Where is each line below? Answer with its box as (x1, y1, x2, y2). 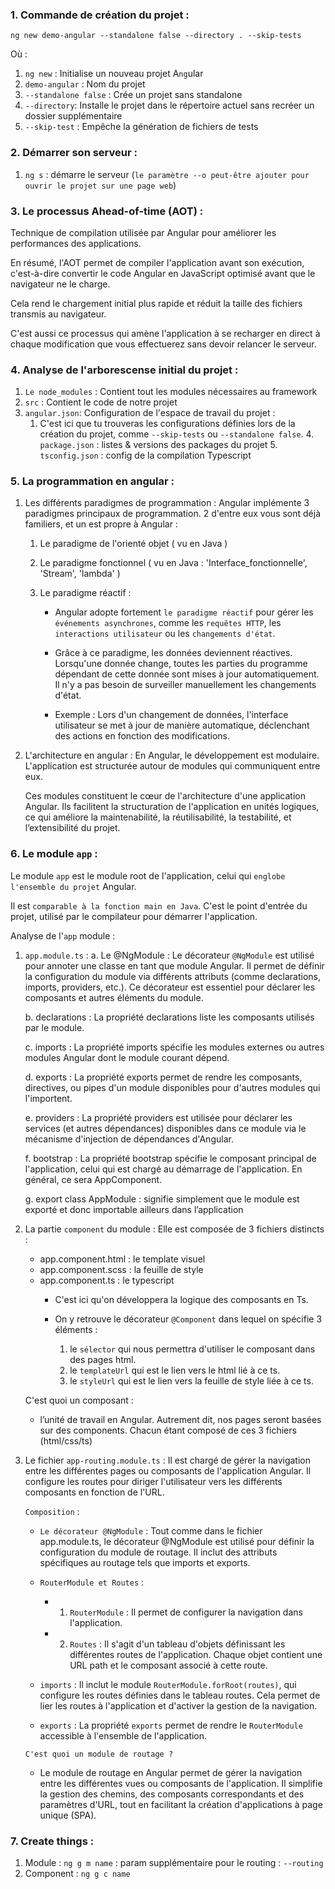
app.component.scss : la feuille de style (39, 1263, 204, 1275)
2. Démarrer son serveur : (10, 146, 138, 160)
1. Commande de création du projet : (10, 8, 190, 22)
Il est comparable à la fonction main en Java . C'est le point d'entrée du (10, 899, 308, 912)
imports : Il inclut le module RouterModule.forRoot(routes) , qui (39, 1678, 297, 1690)
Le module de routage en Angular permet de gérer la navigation (39, 1766, 303, 1778)
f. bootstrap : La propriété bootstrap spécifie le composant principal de (24, 1152, 317, 1164)
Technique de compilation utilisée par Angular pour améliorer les (10, 226, 277, 238)
